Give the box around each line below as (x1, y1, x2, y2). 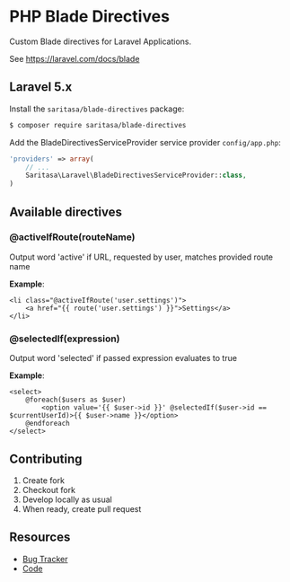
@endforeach (25, 419, 70, 428)
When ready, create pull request (22, 503, 142, 514)
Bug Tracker (22, 553, 68, 564)
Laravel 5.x (9, 79, 73, 95)
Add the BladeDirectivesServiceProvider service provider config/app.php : (9, 137, 281, 147)
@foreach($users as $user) (25, 395, 127, 405)
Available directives (9, 204, 123, 219)
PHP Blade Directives (9, 6, 171, 27)
